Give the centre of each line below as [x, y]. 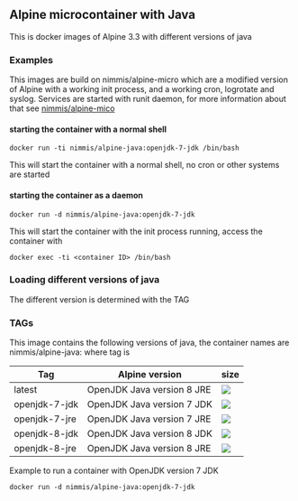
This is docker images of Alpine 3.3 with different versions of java [131, 36]
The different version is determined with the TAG [99, 299]
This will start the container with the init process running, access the [136, 231]
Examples [32, 60]
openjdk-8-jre [45, 449]
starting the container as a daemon [77, 195]
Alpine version [149, 375]
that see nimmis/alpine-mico [62, 108]
